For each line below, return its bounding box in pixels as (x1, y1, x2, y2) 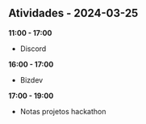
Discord (19, 44, 47, 53)
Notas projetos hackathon (19, 106, 106, 116)
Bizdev (19, 75, 44, 84)
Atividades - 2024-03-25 (8, 6, 139, 20)
